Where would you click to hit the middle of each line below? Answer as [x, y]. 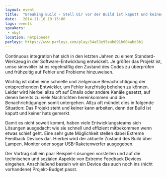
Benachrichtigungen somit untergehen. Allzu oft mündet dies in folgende [80, 103]
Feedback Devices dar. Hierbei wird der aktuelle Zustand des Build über [79, 138]
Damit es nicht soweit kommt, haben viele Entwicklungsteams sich [73, 122]
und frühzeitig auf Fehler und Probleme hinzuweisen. [59, 72]
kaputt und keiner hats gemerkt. [38, 113]
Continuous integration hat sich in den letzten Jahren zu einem [69, 56]
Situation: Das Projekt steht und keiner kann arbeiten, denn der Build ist [78, 108]
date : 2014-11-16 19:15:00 [35, 19]
